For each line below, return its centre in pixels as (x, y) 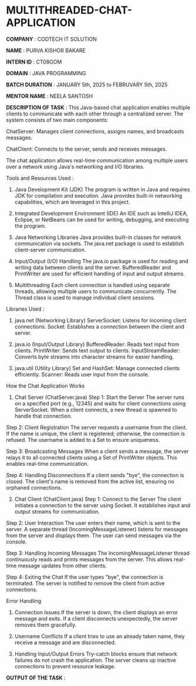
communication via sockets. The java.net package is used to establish (99, 243)
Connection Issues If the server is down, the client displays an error (96, 612)
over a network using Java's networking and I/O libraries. (75, 166)
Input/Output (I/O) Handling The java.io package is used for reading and (102, 261)
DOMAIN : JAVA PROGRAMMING (46, 73)
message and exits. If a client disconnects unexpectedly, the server (96, 618)
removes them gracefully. (45, 625)
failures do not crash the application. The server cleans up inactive (95, 660)
